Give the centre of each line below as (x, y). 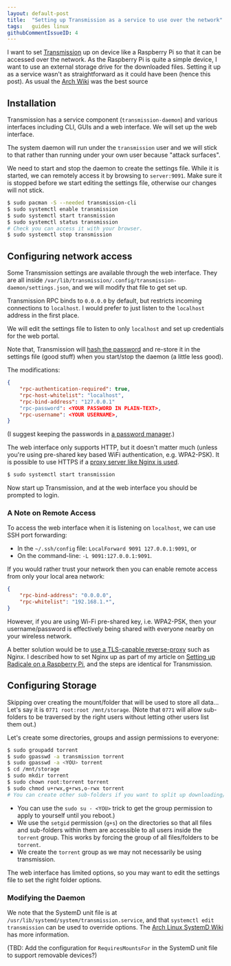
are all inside (25, 280)
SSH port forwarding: (37, 535)
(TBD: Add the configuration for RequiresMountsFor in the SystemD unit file (112, 948)
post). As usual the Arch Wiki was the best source (78, 82)
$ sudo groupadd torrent (43, 750)
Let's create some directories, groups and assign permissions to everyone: (113, 738)
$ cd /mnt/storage (33, 769)
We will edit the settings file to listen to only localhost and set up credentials (115, 329)
